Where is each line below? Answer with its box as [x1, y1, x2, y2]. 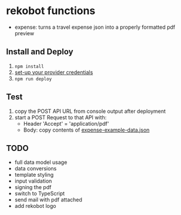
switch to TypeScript [14, 190, 65, 197]
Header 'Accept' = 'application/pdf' [23, 120, 109, 127]
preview [14, 29, 34, 36]
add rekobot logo [14, 203, 56, 210]
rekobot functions [6, 4, 96, 18]
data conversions [14, 165, 57, 172]
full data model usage [14, 159, 68, 166]
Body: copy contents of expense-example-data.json [23, 126, 150, 133]
